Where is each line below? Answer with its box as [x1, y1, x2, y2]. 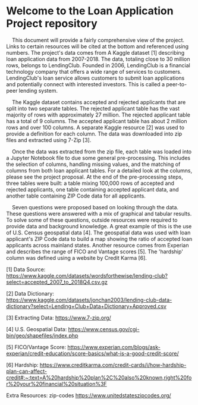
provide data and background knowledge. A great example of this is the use [6, 222, 192, 230]
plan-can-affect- [6, 368, 48, 375]
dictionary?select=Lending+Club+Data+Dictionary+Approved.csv [6, 302, 166, 310]
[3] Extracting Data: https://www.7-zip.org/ [6, 314, 111, 321]
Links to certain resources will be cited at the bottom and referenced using [6, 43, 189, 50]
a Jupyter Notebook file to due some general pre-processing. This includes [6, 154, 191, 161]
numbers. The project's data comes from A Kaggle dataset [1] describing [6, 49, 185, 56]
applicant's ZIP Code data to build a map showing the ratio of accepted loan [6, 235, 193, 242]
